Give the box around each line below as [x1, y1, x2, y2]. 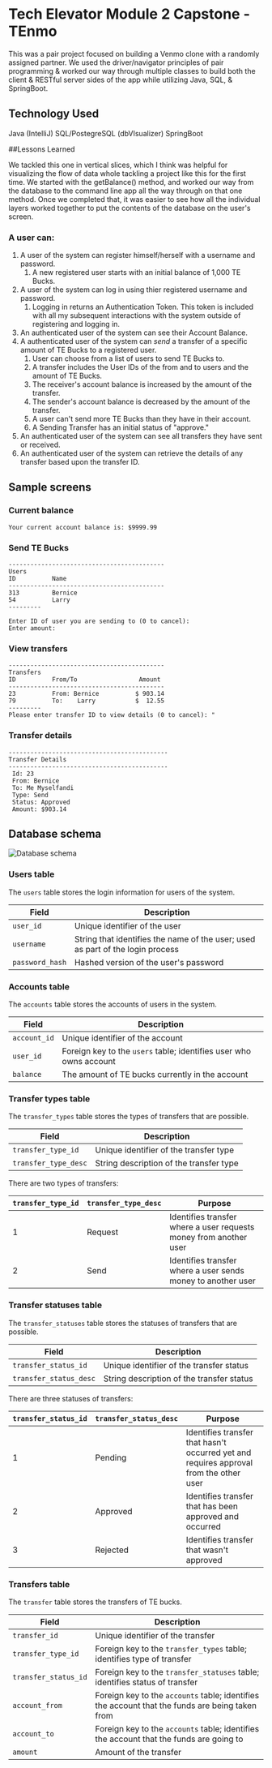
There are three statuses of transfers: [8, 1393, 134, 1403]
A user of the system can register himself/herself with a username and [19, 251, 256, 260]
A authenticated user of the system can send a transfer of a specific [19, 337, 249, 346]
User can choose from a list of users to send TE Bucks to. [32, 354, 225, 363]
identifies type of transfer [95, 1653, 192, 1664]
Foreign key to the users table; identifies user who [62, 1045, 252, 1057]
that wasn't [185, 1544, 229, 1556]
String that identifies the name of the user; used [74, 933, 256, 945]
